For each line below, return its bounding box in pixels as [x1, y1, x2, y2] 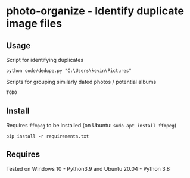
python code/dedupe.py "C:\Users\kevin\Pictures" [6, 68, 132, 74]
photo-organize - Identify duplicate [6, 4, 185, 18]
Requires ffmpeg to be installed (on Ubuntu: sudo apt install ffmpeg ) [6, 121, 177, 129]
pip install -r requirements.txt [6, 133, 89, 139]
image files [6, 17, 63, 30]
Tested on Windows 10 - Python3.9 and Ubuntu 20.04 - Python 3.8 [6, 165, 170, 172]
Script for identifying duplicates [6, 57, 84, 63]
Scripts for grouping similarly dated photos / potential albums [6, 79, 157, 85]
